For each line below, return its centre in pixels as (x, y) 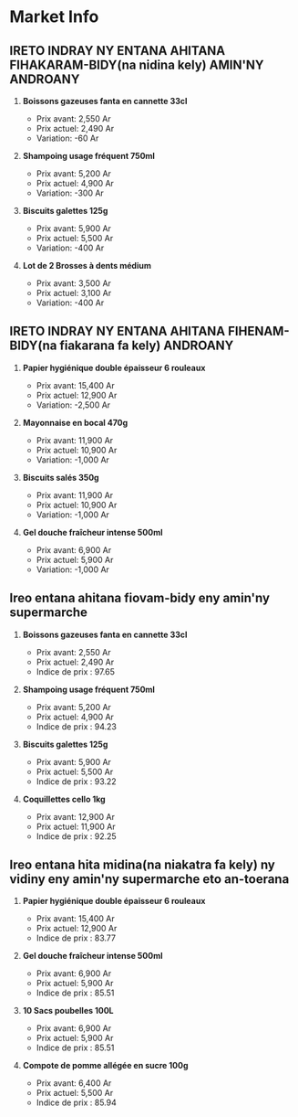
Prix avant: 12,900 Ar (76, 816)
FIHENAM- (258, 331)
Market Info (54, 17)
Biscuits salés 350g (61, 477)
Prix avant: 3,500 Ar (74, 283)
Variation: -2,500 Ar (73, 405)
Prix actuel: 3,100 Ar (74, 293)
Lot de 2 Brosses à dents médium (87, 266)
